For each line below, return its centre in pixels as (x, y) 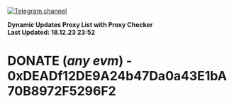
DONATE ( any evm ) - (70, 61)
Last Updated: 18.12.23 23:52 (51, 32)
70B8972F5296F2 (62, 91)
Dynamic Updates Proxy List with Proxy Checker (80, 25)
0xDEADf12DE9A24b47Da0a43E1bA (117, 76)
